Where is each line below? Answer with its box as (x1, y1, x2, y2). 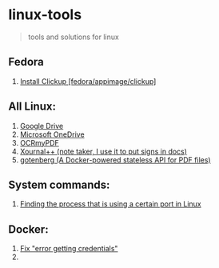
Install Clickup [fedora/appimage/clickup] (19, 76, 157, 86)
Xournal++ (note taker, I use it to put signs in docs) (19, 146, 188, 156)
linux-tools (8, 6, 82, 24)
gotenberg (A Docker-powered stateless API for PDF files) (19, 154, 211, 165)
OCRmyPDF (19, 138, 60, 147)
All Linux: (8, 100, 56, 114)
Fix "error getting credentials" (19, 244, 118, 254)
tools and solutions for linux (27, 32, 120, 42)
